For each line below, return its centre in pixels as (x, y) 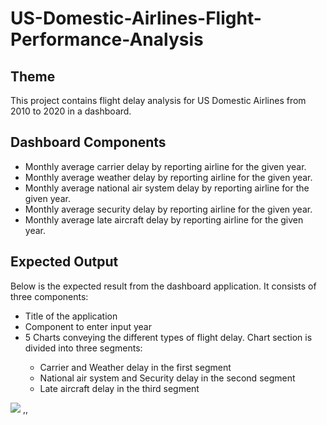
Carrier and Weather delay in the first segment (135, 367)
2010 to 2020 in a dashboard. (71, 111)
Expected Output (64, 262)
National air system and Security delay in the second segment (167, 378)
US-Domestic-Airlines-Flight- (136, 18)
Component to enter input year (88, 326)
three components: (49, 296)
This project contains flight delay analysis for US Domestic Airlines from (158, 100)
